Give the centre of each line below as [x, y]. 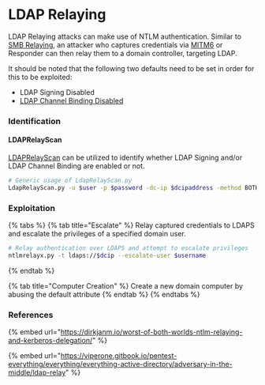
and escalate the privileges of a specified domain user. [97, 234]
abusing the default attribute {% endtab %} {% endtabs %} [104, 294]
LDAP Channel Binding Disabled [71, 100]
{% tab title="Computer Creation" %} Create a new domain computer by [125, 285]
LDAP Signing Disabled [57, 92]
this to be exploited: [40, 77]
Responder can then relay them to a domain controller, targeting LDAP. [123, 53]
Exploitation [32, 208]
